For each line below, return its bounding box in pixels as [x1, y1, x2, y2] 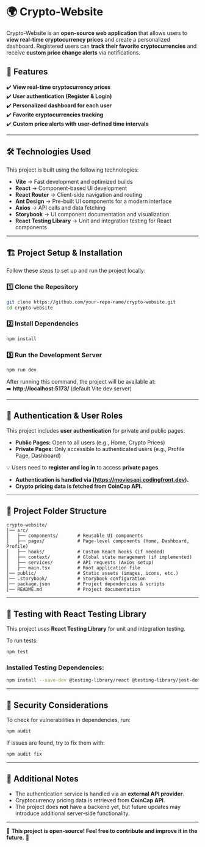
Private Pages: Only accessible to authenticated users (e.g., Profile [15, 445, 185, 452]
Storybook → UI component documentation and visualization [15, 210, 170, 218]
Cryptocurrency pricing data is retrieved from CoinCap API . [15, 796, 165, 803]
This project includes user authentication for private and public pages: [6, 427, 185, 434]
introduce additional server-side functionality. [15, 810, 130, 817]
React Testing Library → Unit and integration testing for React [15, 217, 172, 224]
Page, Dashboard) [15, 452, 61, 459]
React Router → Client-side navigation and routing [15, 191, 142, 198]
